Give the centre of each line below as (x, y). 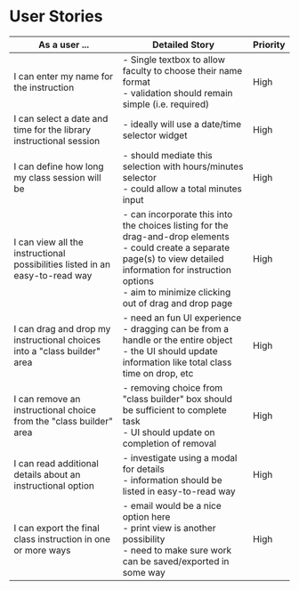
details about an (47, 474)
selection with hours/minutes (183, 166)
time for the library (53, 129)
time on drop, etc (158, 373)
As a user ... (64, 44)
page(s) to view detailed (173, 258)
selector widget (155, 135)
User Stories (56, 16)
